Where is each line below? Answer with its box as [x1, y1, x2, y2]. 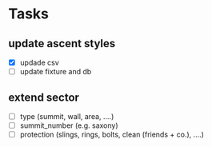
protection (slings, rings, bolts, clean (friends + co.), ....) [19, 129, 204, 140]
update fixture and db [19, 67, 92, 77]
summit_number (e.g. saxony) [19, 121, 118, 130]
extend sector [8, 90, 80, 104]
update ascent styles [8, 37, 116, 50]
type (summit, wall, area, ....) [19, 111, 114, 121]
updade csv [19, 58, 59, 67]
